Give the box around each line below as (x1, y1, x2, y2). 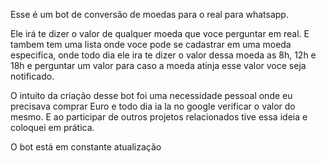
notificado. (10, 70, 55, 82)
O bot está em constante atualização (10, 141, 162, 153)
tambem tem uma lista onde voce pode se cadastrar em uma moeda (10, 39, 292, 50)
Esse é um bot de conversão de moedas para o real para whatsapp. (10, 9, 289, 20)
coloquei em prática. (10, 122, 95, 133)
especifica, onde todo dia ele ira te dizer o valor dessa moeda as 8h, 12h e (10, 49, 317, 61)
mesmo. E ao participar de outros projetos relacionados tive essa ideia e (10, 111, 308, 123)
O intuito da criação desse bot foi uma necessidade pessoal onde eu (10, 90, 293, 101)
